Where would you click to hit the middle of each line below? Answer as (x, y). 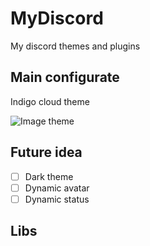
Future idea (46, 152)
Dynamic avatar (57, 188)
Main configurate (65, 77)
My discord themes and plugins (75, 46)
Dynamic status (57, 199)
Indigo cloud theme (50, 101)
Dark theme (49, 176)
